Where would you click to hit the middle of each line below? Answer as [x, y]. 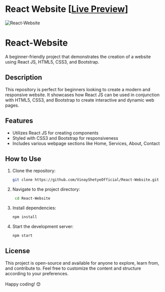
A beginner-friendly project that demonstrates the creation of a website [78, 57]
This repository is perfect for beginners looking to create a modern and [78, 89]
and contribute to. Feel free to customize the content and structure [73, 268]
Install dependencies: [34, 208]
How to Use [23, 159]
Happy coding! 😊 [23, 284]
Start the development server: [43, 226]
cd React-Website [32, 199]
